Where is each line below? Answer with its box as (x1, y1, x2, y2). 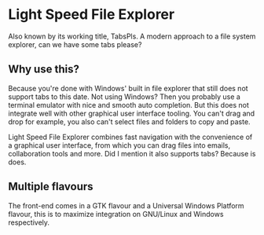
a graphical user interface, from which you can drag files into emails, (8, 140, 231, 150)
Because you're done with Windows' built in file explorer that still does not (8, 83, 249, 93)
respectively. (8, 218, 49, 227)
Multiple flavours (8, 180, 93, 193)
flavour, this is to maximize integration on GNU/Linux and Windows (8, 209, 224, 218)
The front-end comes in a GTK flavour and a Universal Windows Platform (8, 200, 245, 210)
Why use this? (8, 63, 80, 76)
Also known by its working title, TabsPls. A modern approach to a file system (8, 31, 256, 41)
